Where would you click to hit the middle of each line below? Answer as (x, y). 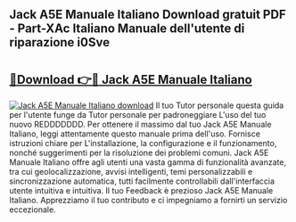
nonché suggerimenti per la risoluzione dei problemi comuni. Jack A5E (139, 152)
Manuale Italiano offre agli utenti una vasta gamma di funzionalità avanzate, (148, 162)
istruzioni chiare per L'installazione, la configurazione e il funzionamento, (143, 143)
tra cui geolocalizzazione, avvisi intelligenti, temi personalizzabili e (131, 172)
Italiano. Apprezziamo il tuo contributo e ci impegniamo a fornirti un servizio (148, 200)
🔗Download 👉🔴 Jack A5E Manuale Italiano (131, 79)
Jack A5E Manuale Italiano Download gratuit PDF (148, 15)
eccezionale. (33, 210)
